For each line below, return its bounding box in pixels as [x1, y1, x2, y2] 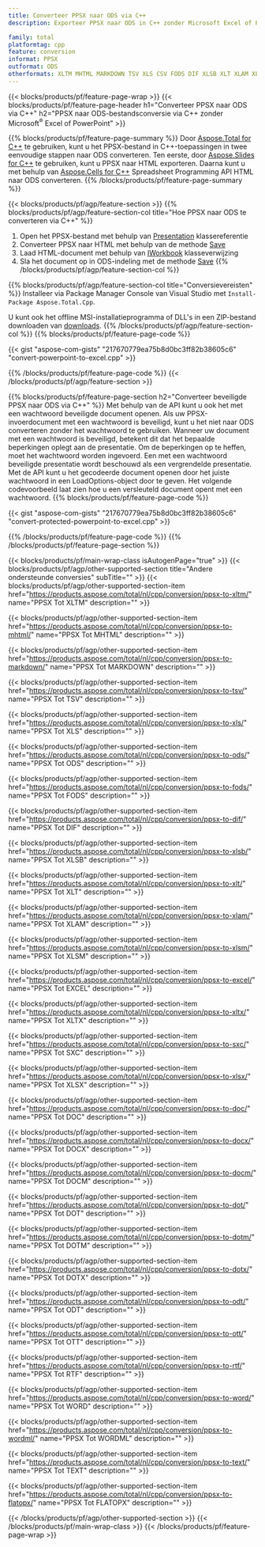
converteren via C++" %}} [8, 216, 93, 226]
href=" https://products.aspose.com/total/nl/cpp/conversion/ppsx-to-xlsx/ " [8, 1071, 251, 1081]
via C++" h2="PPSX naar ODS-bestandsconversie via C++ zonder [8, 108, 223, 118]
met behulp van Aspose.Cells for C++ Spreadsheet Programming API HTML [8, 167, 254, 176]
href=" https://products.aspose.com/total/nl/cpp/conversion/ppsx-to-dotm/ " [8, 1232, 255, 1242]
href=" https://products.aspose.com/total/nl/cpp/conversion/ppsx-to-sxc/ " [8, 1040, 250, 1049]
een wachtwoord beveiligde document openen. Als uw [8, 409, 185, 419]
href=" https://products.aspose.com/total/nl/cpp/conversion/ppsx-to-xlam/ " [8, 911, 254, 920]
